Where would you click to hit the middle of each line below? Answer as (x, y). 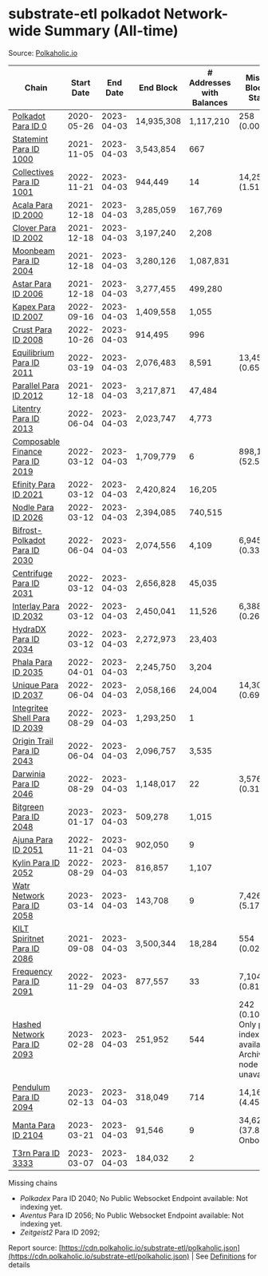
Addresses (210, 82)
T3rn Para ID (36, 1153)
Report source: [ (35, 1247)
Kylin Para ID (36, 862)
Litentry (27, 408)
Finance (27, 451)
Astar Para (32, 283)
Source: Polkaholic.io (43, 53)
